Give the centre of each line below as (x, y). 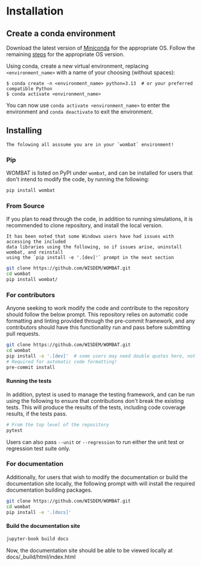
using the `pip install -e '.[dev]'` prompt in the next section (90, 258)
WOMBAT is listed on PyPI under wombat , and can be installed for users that (100, 173)
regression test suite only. (38, 448)
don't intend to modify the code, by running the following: (78, 179)
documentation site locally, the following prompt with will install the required (101, 483)
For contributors (31, 295)
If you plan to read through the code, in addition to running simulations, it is (100, 219)
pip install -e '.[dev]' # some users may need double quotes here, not (101, 356)
